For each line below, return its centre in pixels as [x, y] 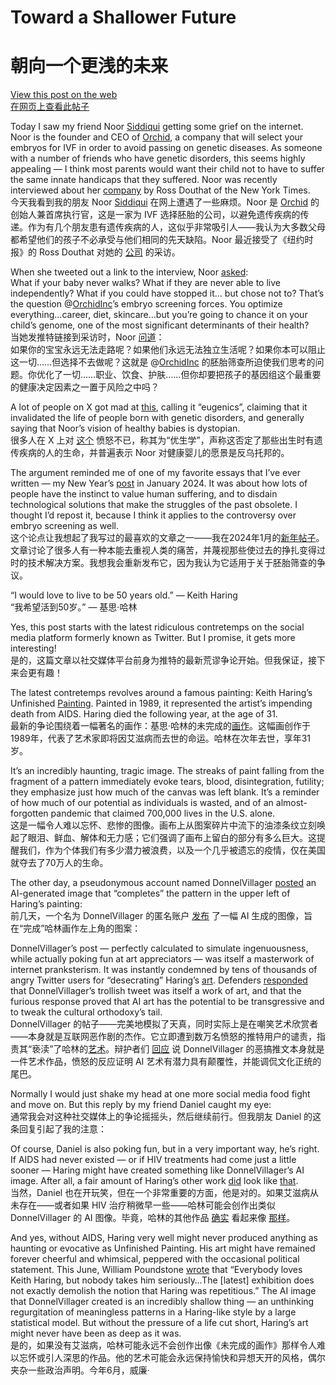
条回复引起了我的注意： [58, 1129]
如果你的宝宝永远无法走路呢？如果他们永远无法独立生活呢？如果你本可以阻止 [168, 350]
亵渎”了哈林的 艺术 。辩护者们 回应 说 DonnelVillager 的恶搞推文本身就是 [178, 1049]
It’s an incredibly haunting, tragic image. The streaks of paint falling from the [167, 771]
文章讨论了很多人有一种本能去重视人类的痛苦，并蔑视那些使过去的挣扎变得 [163, 550]
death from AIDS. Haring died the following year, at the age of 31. [144, 714]
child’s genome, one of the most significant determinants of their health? [160, 325]
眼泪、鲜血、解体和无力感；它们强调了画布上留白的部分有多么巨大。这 [172, 838]
